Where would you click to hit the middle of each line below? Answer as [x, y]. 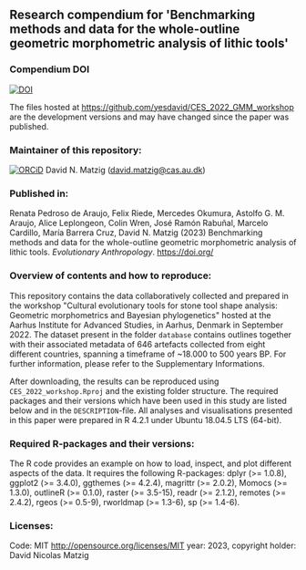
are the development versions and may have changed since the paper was [149, 117]
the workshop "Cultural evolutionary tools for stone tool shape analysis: [143, 306]
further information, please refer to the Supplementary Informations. [138, 363]
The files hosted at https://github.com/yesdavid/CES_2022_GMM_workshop [152, 107]
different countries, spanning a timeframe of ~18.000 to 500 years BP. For [148, 354]
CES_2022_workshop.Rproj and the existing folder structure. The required [144, 390]
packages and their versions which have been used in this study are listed [148, 400]
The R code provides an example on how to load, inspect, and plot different [151, 463]
